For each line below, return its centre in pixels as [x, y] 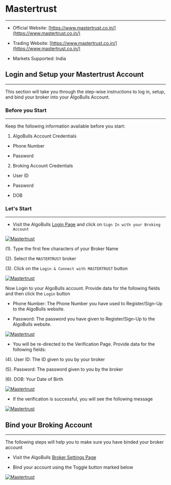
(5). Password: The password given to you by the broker [64, 369]
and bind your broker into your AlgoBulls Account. [58, 97]
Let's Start [19, 208]
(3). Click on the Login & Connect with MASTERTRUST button [67, 269]
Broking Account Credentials [43, 166]
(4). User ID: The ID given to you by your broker [55, 359]
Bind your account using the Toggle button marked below [73, 467]
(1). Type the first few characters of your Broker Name [62, 249]
